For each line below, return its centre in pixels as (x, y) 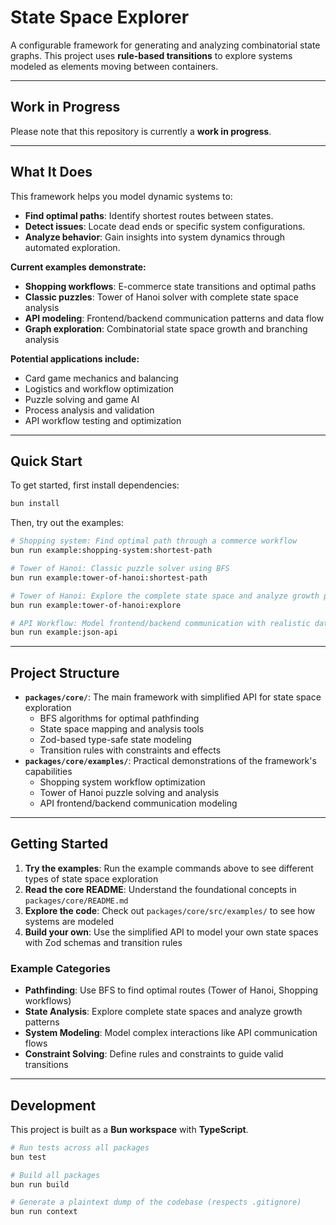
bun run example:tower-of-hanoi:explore (96, 605)
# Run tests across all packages (80, 1147)
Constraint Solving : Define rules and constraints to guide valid (154, 1054)
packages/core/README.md (76, 901)
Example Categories (60, 968)
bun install (35, 504)
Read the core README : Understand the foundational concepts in (160, 889)
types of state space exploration (91, 878)
